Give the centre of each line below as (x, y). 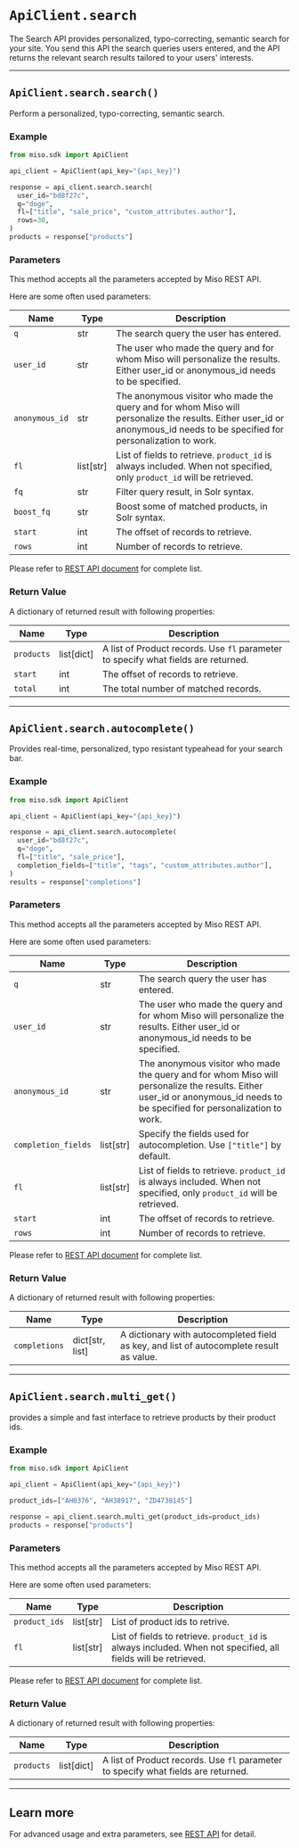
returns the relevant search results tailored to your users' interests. (132, 57)
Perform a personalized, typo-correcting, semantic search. (117, 113)
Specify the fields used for (194, 1133)
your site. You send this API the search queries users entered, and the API (145, 48)
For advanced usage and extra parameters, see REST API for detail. (133, 1834)
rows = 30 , (33, 220)
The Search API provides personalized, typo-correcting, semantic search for (149, 38)
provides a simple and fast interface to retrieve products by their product (142, 1417)
